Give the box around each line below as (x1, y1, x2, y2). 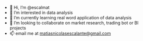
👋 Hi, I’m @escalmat (9, 5, 50, 10)
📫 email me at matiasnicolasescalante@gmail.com (9, 30, 111, 36)
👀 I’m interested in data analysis (9, 10, 73, 15)
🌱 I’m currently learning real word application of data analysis (9, 15, 132, 20)
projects (9, 25, 27, 31)
